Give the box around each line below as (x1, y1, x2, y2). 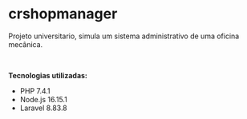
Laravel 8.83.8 (19, 103, 68, 113)
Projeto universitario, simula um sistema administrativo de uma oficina (8, 31, 240, 41)
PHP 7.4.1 (19, 85, 51, 96)
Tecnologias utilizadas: (8, 70, 88, 80)
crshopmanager (8, 5, 118, 23)
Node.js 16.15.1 (19, 94, 68, 104)
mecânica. (8, 39, 43, 49)
